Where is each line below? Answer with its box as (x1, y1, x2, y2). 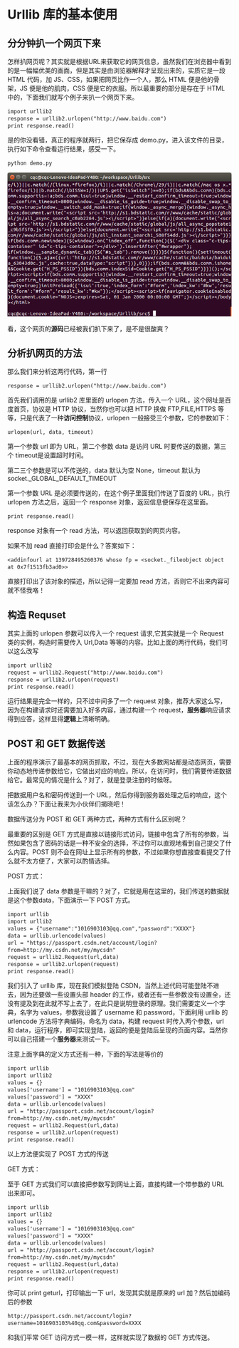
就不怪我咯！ (7, 586, 45, 595)
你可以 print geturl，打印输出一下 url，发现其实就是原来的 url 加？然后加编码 (7, 1288, 230, 1297)
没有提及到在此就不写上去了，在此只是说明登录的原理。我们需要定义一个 (7, 999, 219, 1007)
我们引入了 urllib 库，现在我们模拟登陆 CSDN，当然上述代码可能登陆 (7, 981, 208, 990)
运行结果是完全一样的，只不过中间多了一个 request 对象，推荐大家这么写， (7, 697, 227, 705)
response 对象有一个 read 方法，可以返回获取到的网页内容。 (7, 527, 184, 535)
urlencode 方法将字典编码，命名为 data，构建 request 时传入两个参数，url (7, 1017, 224, 1025)
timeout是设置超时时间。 (15, 451, 87, 460)
